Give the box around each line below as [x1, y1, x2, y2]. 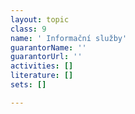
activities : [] [10, 61, 74, 71]
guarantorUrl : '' [10, 52, 83, 62]
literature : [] [10, 71, 74, 81]
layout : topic [10, 14, 70, 25]
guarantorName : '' [10, 42, 87, 53]
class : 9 [10, 24, 47, 34]
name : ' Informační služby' [10, 33, 128, 43]
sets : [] [10, 80, 47, 90]
